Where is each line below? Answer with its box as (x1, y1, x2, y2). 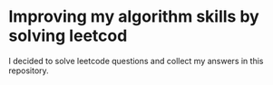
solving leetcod (8, 25, 128, 46)
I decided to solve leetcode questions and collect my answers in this (8, 55, 264, 66)
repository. (8, 65, 49, 76)
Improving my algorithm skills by (8, 6, 259, 27)
